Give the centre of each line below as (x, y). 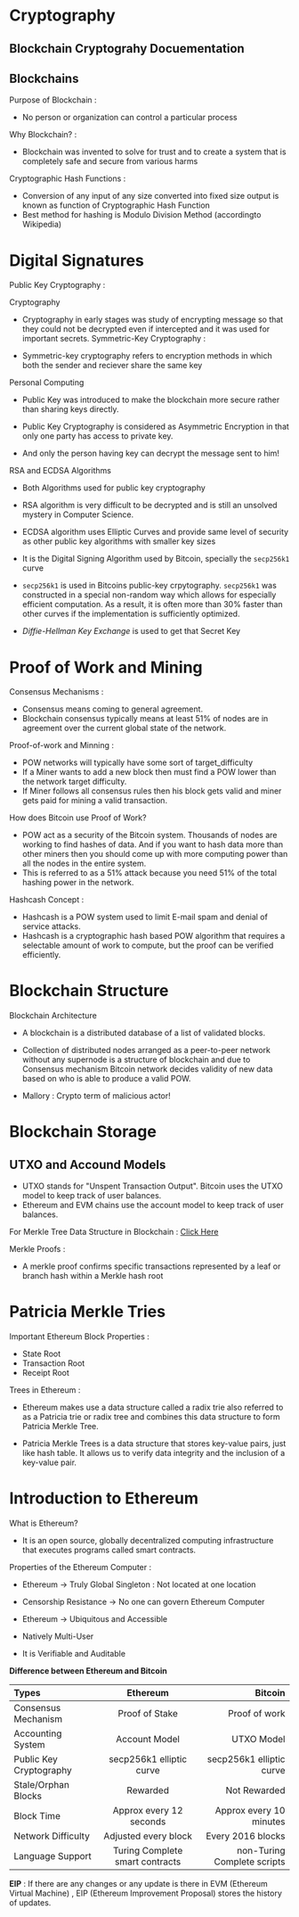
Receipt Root (45, 1373)
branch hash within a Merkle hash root (93, 1276)
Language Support (53, 1856)
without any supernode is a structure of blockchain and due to (136, 1060)
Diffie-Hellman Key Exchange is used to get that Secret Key (131, 631)
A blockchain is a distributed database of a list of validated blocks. (144, 1033)
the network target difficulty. (74, 782)
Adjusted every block (148, 1836)
